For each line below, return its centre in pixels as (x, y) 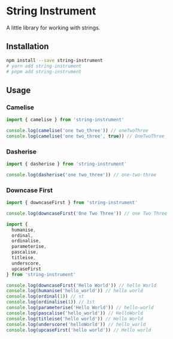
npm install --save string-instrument (54, 60)
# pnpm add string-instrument (44, 71)
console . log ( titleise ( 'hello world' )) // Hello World (75, 319)
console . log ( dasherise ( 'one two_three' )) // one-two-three (81, 175)
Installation (28, 46)
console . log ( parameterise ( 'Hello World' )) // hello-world (80, 308)
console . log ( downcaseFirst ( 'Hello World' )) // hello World (81, 285)
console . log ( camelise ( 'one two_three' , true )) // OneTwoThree (85, 136)
